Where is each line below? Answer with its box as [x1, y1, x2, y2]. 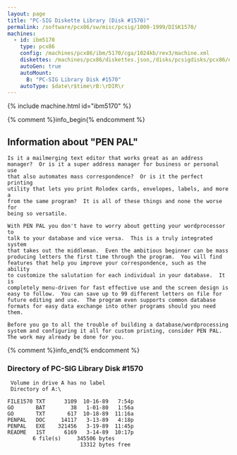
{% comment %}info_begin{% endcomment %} [7, 116, 146, 124]
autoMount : [20, 69, 52, 76]
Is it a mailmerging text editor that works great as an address [7, 154, 203, 162]
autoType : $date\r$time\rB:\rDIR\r [20, 83, 125, 90]
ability [7, 266, 30, 273]
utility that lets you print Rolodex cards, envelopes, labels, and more [7, 186, 229, 193]
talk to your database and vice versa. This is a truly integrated [7, 235, 213, 242]
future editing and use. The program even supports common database [7, 297, 217, 304]
